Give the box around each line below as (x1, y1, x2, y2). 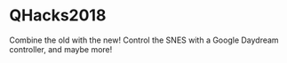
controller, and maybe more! (9, 43, 113, 54)
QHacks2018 (9, 5, 107, 26)
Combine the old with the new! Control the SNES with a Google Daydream (9, 35, 279, 45)
